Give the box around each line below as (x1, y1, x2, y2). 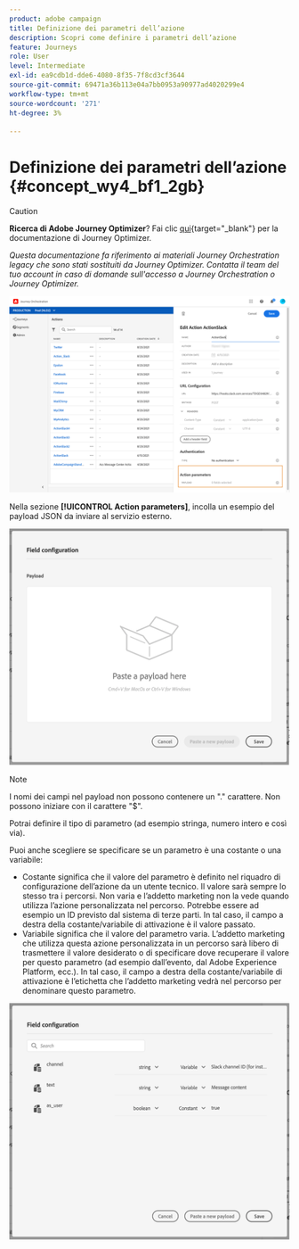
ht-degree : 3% (9, 108, 62, 118)
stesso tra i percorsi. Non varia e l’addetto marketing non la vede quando (21, 890, 289, 901)
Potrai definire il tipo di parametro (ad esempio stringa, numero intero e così (9, 817, 287, 829)
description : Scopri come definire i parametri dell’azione (9, 33, 238, 42)
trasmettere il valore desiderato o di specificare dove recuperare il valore (21, 947, 289, 958)
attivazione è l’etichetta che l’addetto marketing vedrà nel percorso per (21, 975, 282, 986)
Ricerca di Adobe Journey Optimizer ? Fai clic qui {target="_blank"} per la (9, 223, 279, 234)
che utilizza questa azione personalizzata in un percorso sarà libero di (21, 938, 279, 948)
